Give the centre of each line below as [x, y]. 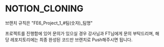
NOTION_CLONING [44, 9]
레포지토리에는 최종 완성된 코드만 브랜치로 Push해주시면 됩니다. [71, 40]
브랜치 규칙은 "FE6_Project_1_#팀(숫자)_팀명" [49, 23]
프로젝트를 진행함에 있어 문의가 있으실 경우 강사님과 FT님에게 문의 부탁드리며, [80, 33]
